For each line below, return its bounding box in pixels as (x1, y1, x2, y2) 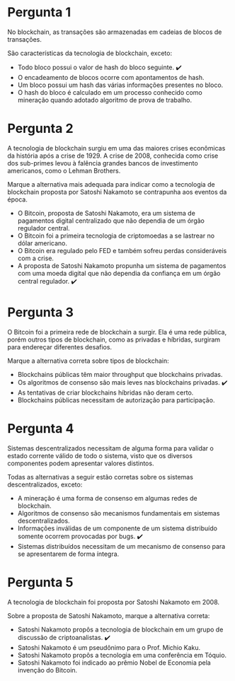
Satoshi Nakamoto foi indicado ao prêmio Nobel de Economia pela (17, 658, 211, 667)
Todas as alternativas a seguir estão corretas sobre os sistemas (7, 472, 193, 481)
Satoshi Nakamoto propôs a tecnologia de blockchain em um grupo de (17, 625, 224, 634)
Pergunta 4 (7, 421, 74, 436)
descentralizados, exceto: (7, 480, 83, 489)
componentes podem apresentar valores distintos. (7, 459, 154, 467)
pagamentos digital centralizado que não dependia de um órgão (17, 216, 205, 225)
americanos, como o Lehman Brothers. (7, 166, 121, 175)
